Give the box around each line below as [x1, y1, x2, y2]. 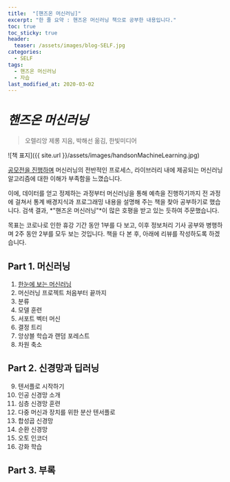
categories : [8, 49, 42, 56]
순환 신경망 [17, 425, 48, 433]
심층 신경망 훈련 [17, 399, 61, 408]
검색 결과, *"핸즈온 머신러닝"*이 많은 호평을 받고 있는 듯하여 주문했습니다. [22, 206, 220, 214]
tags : [8, 61, 23, 68]
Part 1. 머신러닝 [8, 260, 71, 272]
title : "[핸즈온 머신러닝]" [8, 10, 81, 17]
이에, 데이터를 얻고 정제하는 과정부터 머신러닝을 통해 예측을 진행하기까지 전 [8, 189, 209, 197]
